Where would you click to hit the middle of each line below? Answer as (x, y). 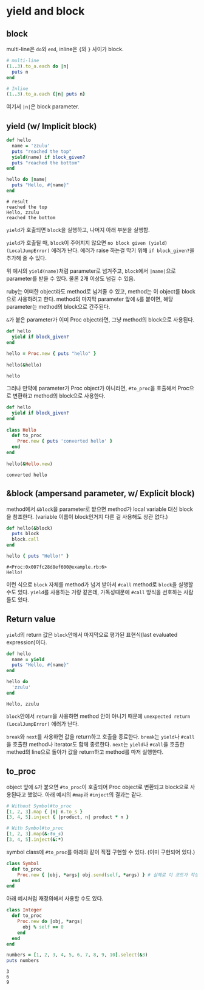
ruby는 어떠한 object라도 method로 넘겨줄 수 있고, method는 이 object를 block (101, 291)
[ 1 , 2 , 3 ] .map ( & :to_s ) (35, 834)
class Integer (24, 910)
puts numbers (23, 961)
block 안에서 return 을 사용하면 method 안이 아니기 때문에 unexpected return (98, 716)
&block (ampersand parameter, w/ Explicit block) (101, 493)
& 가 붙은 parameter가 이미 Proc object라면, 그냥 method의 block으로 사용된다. (100, 319)
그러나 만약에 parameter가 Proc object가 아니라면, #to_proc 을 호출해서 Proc (98, 388)
